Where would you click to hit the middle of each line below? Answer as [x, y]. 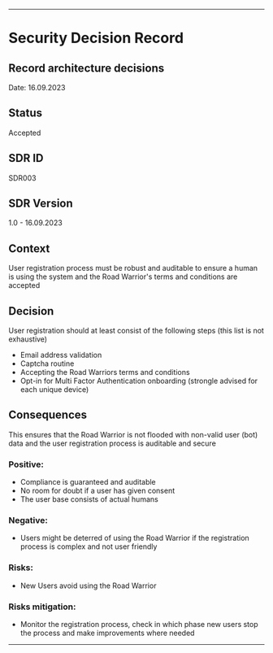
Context [29, 248]
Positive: [26, 464]
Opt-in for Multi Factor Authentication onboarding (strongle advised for [139, 381]
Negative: [28, 520]
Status [26, 113]
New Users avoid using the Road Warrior [88, 586]
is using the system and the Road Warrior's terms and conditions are [123, 276]
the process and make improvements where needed [107, 633]
